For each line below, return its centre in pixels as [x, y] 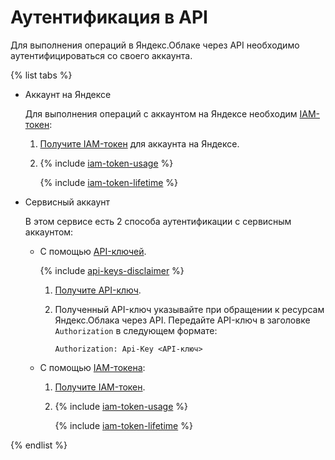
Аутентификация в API [109, 17]
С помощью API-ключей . [93, 251]
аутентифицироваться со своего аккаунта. [101, 55]
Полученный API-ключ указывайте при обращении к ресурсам [189, 309]
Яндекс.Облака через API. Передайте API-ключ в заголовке [182, 320]
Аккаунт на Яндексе [68, 94]
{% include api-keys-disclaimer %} [112, 270]
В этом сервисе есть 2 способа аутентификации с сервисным [158, 221]
